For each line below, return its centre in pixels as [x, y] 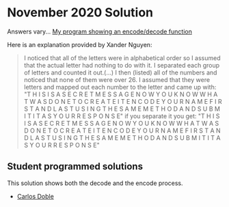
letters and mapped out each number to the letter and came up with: [120, 87]
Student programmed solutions [75, 166]
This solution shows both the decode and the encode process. [95, 183]
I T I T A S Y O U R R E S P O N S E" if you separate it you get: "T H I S [122, 116]
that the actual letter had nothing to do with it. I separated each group [122, 65]
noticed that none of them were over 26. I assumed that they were [117, 79]
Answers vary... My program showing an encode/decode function [100, 31]
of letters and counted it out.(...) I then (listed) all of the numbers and [120, 72]
